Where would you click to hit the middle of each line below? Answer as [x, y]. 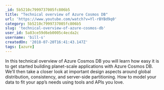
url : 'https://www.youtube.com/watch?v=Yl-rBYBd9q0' [61, 19]
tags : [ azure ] [20, 47]
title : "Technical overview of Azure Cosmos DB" [57, 14]
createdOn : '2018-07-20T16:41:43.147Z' [47, 42]
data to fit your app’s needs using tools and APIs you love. [65, 82]
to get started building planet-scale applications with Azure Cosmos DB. [79, 66]
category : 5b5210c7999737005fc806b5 [43, 24]
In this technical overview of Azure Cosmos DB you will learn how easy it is [82, 61]
